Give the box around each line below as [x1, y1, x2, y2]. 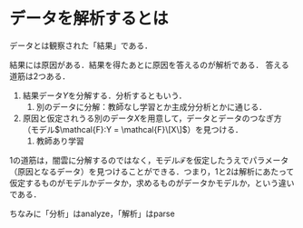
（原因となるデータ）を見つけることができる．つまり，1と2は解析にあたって [9, 165, 295, 177]
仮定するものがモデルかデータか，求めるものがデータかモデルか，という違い [9, 177, 295, 188]
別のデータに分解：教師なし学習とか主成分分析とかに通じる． [35, 101, 268, 112]
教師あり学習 [35, 135, 84, 146]
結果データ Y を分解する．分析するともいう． [22, 90, 187, 101]
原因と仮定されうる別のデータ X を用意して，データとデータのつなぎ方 [22, 113, 282, 124]
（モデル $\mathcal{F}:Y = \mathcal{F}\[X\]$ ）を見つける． [22, 124, 243, 134]
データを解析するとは [9, 8, 170, 29]
